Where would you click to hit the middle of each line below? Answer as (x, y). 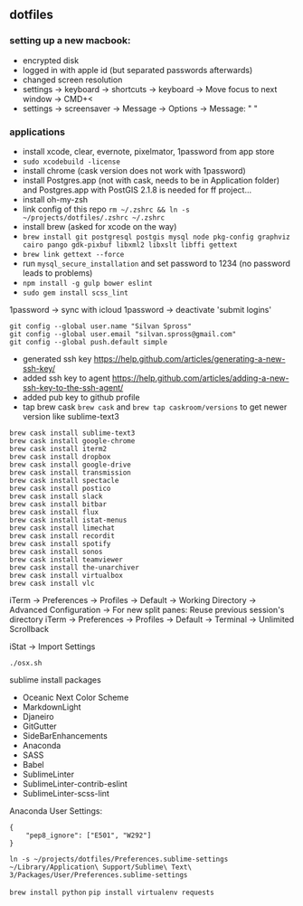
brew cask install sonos (56, 552)
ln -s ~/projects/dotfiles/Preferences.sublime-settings (119, 859)
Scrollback (29, 628)
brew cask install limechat (62, 528)
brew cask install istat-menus (68, 520)
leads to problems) (57, 273)
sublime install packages (55, 679)
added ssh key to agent (66, 378)
